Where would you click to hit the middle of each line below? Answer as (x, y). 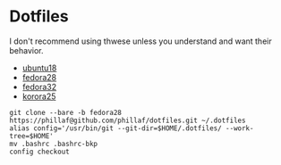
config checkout (39, 152)
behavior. (26, 50)
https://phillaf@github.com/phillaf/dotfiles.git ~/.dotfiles (128, 120)
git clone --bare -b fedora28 (66, 112)
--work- (239, 128)
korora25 (39, 96)
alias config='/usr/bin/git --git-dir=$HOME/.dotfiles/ (115, 128)
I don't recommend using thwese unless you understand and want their (140, 41)
